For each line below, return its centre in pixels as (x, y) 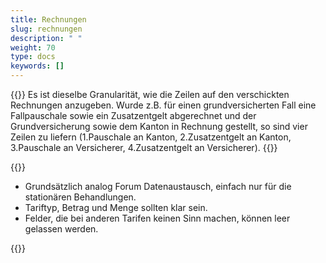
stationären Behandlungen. (80, 197)
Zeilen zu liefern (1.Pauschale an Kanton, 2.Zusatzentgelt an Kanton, (151, 137)
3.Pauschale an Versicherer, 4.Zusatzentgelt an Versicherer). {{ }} (144, 147)
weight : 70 (33, 47)
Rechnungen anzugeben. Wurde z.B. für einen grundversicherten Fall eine (163, 105)
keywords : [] (37, 66)
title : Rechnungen (48, 19)
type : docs (33, 57)
